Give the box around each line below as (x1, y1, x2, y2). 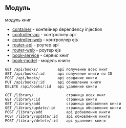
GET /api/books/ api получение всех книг (5, 67, 108, 72)
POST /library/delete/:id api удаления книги (5, 118, 106, 123)
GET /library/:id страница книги (5, 97, 97, 102)
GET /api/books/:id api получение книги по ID (5, 71, 112, 76)
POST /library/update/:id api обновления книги (5, 114, 110, 119)
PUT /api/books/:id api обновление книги (5, 80, 102, 85)
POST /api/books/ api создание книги (5, 75, 97, 80)
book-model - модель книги (12, 57, 70, 63)
